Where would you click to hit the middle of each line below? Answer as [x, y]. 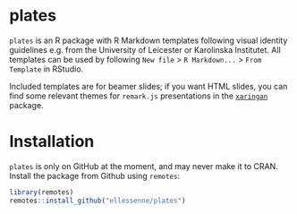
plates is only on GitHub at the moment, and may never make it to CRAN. [144, 166]
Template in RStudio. [47, 69]
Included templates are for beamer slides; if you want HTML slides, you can [148, 86]
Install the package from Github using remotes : [95, 175]
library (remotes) [42, 192]
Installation [52, 142]
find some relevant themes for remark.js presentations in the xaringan [139, 96]
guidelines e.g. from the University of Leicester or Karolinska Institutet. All [145, 49]
